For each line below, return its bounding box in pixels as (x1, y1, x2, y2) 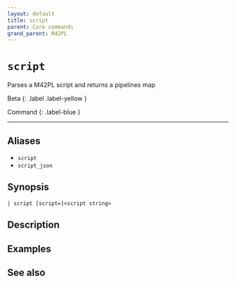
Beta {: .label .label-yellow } (7, 94, 87, 103)
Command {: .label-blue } (7, 108, 81, 117)
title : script (7, 17, 49, 24)
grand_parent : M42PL (7, 29, 68, 37)
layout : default (7, 10, 55, 18)
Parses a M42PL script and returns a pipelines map (7, 81, 156, 89)
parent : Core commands (7, 23, 74, 30)
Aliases (7, 135, 41, 147)
